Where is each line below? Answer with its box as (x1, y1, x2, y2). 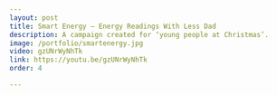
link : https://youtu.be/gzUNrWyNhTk (9, 55, 148, 64)
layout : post (9, 13, 59, 23)
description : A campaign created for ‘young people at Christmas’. (9, 30, 270, 39)
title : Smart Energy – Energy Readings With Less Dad (9, 22, 217, 31)
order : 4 (9, 64, 43, 73)
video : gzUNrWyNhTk (9, 47, 83, 56)
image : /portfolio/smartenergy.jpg (9, 38, 144, 48)
